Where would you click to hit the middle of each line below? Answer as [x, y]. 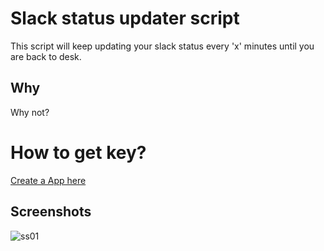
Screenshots [51, 212]
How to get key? [78, 152]
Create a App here [48, 180]
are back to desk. [46, 56]
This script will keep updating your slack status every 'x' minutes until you [162, 46]
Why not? [30, 112]
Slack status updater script [125, 18]
